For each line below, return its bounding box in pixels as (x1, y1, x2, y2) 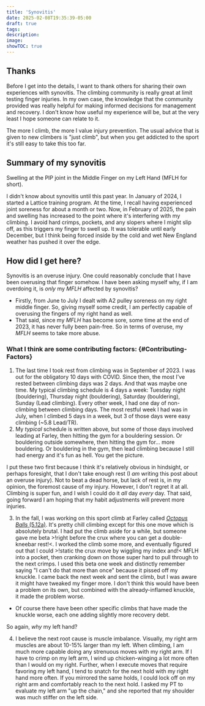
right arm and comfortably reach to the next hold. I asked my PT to (15, 680, 184, 688)
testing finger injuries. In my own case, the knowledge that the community (6, 95, 193, 103)
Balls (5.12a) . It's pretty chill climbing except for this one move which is (15, 521, 194, 528)
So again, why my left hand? (6, 623, 78, 630)
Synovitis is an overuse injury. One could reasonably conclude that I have (6, 272, 191, 279)
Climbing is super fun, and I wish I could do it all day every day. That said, (6, 489, 192, 497)
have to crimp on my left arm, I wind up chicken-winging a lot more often (15, 654, 199, 662)
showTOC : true (6, 44, 43, 50)
